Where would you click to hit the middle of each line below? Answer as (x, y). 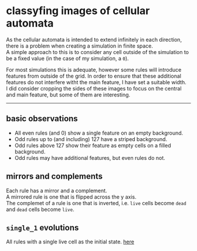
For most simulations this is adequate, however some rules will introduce (94, 69)
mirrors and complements (55, 177)
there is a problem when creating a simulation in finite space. (80, 46)
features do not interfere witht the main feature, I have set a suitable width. (96, 82)
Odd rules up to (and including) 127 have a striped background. (91, 139)
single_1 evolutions (43, 227)
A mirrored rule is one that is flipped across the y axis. (71, 197)
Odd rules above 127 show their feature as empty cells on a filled (93, 145)
